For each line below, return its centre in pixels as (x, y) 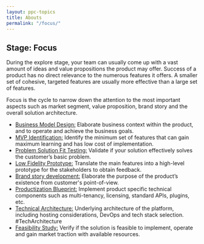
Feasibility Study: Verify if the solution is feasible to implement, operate (104, 228)
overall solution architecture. (42, 113)
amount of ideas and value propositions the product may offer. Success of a (101, 69)
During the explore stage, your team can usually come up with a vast (92, 63)
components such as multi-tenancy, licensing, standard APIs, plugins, (102, 195)
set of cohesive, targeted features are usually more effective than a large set (102, 82)
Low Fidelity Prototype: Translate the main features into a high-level (100, 163)
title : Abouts (24, 18)
